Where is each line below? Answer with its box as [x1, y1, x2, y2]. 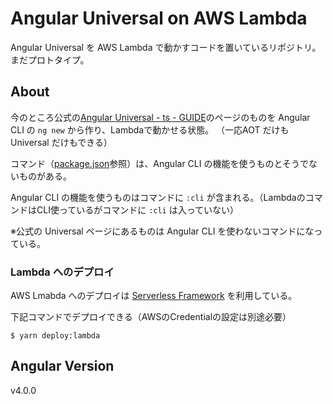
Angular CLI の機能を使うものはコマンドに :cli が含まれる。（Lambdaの [10, 191, 306, 203]
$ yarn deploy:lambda [10, 331, 101, 341]
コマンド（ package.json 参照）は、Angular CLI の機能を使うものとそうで [10, 157, 310, 169]
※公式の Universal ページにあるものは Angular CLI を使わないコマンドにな [10, 225, 315, 237]
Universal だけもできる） [10, 136, 113, 148]
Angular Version [10, 358, 115, 375]
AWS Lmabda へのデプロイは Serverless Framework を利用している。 [10, 290, 298, 302]
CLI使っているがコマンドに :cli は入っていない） [36, 203, 240, 216]
